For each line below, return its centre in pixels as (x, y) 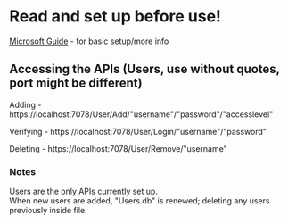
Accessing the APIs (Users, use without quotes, (144, 69)
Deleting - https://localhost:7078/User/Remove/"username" (118, 148)
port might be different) (76, 83)
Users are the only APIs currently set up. (84, 191)
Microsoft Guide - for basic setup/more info (89, 41)
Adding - (25, 104)
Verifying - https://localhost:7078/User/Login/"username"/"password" (138, 131)
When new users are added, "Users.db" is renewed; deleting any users (140, 201)
